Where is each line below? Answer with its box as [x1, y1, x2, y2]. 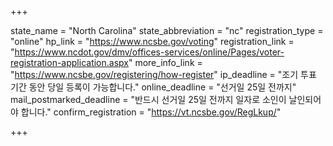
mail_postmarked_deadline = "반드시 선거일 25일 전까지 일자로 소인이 [10, 94, 287, 105]
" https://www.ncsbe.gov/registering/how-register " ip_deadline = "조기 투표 [10, 69, 317, 80]
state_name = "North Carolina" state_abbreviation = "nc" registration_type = [10, 25, 324, 36]
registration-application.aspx [10, 57, 129, 68]
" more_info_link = [128, 57, 203, 68]
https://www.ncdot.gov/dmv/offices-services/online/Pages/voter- [14, 46, 285, 58]
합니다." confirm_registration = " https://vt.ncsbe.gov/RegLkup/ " [20, 106, 282, 118]
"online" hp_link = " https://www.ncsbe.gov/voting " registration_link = [10, 36, 295, 47]
